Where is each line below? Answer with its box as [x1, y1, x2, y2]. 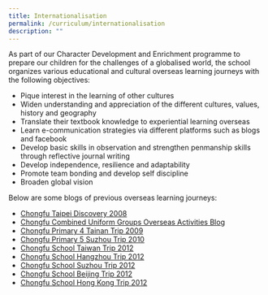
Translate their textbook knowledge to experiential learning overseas [19, 117, 250, 127]
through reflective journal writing [19, 151, 130, 161]
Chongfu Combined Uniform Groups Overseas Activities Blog [19, 217, 226, 228]
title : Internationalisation [8, 11, 107, 20]
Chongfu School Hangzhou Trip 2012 [19, 252, 145, 262]
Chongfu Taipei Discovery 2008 [19, 209, 128, 219]
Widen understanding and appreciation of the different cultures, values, [19, 99, 260, 110]
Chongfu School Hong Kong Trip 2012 [19, 278, 148, 288]
